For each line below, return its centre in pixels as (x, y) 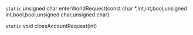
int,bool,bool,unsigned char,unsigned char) (57, 15)
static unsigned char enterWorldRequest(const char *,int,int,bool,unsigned (96, 8)
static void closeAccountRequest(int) (51, 26)
